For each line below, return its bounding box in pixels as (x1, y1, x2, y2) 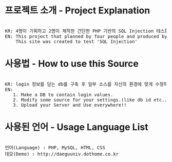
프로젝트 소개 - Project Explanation (5, 5, 150, 16)
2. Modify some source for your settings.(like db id (13, 97, 151, 103)
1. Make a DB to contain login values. (13, 92, 113, 97)
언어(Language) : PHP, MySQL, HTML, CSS (5, 145, 106, 150)
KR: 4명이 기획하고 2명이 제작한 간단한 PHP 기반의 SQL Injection (5, 28, 154, 34)
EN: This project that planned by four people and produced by (5, 33, 167, 39)
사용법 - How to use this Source (5, 58, 139, 70)
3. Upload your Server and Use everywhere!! (13, 102, 127, 108)
